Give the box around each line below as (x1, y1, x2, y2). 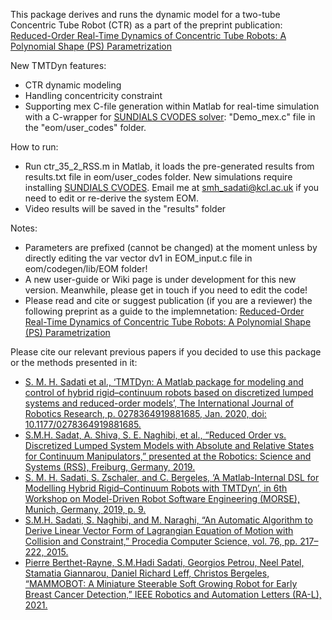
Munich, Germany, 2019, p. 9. (24, 504, 147, 515)
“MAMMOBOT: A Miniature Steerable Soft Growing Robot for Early (24, 578, 298, 589)
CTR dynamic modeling (24, 79, 122, 91)
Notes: (10, 222, 38, 234)
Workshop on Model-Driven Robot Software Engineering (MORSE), (24, 493, 300, 504)
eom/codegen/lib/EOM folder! (24, 263, 148, 274)
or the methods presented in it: (10, 357, 138, 368)
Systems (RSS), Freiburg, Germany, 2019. (24, 461, 196, 473)
